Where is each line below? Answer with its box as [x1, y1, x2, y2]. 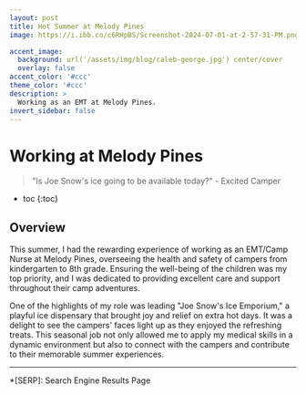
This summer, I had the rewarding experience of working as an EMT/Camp [9, 244, 289, 255]
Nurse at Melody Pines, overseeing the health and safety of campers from [9, 254, 288, 265]
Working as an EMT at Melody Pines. [17, 98, 157, 107]
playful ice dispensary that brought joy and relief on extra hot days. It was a [9, 310, 293, 321]
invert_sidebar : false [9, 106, 96, 115]
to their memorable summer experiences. [9, 348, 165, 360]
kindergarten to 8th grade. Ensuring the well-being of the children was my [9, 264, 288, 275]
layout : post [9, 13, 59, 23]
